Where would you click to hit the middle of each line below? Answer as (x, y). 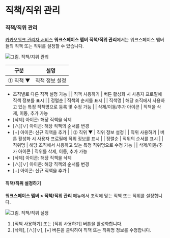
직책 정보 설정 (51, 81)
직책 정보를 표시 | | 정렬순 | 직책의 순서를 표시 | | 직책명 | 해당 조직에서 (82, 100)
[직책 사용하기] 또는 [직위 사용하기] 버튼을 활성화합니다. (68, 223)
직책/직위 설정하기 (23, 183)
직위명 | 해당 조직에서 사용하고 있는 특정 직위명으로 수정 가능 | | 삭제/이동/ (86, 145)
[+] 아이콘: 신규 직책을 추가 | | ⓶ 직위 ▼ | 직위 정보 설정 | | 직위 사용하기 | (86, 133)
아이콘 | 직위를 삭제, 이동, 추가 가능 (53, 151)
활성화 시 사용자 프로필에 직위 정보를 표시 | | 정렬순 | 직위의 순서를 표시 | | (91, 139)
